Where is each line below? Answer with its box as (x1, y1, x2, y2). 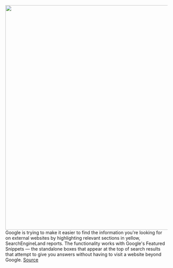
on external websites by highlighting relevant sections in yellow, (5, 235, 141, 241)
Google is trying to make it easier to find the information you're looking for (5, 229, 162, 236)
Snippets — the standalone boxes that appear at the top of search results (5, 246, 161, 252)
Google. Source (5, 257, 39, 263)
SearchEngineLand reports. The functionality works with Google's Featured (5, 240, 165, 246)
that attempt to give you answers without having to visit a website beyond (5, 252, 162, 257)
